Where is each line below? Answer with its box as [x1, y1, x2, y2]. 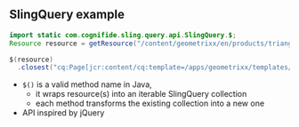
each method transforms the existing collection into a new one [35, 98, 265, 109]
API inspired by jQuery [21, 107, 105, 118]
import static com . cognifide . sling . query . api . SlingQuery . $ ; [9, 30, 238, 39]
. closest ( [17, 63, 53, 72]
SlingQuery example [9, 7, 125, 22]
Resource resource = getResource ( [9, 39, 138, 48]
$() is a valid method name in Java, [21, 79, 153, 90]
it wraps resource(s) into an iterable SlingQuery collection [35, 89, 247, 99]
